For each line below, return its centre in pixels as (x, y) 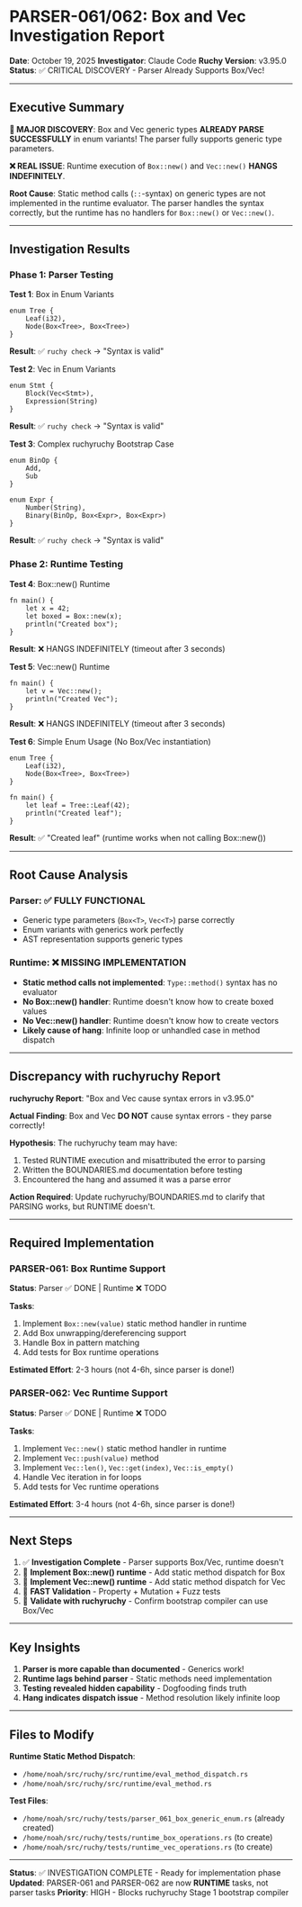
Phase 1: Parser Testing (62, 275)
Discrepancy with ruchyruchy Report (115, 1076)
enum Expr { (31, 500)
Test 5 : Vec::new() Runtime (60, 666)
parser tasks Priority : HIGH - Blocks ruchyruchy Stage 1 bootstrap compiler (149, 1892)
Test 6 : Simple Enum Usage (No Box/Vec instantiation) (110, 741)
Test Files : (29, 1800)
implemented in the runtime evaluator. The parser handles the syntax (137, 203)
